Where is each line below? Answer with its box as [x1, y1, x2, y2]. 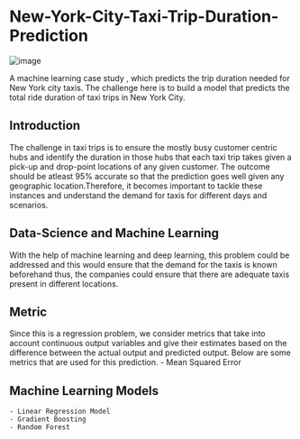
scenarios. [9, 199, 49, 210]
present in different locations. [9, 278, 119, 289]
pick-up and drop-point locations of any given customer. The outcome [9, 160, 270, 172]
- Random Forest [9, 423, 70, 432]
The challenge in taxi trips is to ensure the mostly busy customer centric [9, 142, 277, 152]
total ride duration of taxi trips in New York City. [9, 92, 186, 103]
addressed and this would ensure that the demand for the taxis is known [9, 259, 277, 270]
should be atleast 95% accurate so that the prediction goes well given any [9, 170, 285, 181]
